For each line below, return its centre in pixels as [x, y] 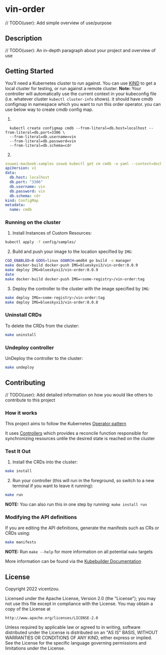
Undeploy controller [30, 348]
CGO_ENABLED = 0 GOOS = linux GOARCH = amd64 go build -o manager [68, 261]
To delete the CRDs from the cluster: [42, 326]
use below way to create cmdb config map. [49, 109]
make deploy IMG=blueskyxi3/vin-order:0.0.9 [52, 270]
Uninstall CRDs [23, 315]
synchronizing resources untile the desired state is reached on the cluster [80, 438]
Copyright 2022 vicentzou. [32, 589]
